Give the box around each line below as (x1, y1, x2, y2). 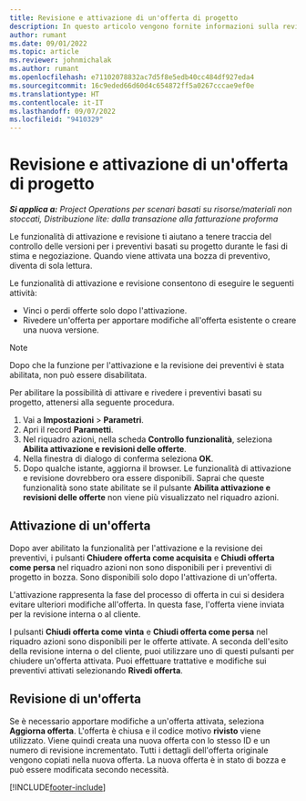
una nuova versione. (22, 324, 100, 335)
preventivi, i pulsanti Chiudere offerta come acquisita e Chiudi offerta (9, 552, 275, 563)
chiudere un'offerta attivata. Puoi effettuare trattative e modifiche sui (9, 655, 267, 666)
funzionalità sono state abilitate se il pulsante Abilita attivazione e (22, 482, 271, 493)
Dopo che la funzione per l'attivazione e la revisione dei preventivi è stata (9, 360, 285, 371)
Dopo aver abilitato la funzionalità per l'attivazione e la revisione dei (9, 542, 263, 553)
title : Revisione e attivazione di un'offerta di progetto (9, 13, 239, 23)
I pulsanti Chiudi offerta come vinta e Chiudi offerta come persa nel (9, 626, 269, 637)
